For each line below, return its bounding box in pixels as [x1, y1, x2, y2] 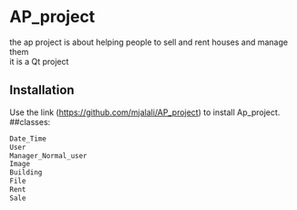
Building [9, 168, 43, 177]
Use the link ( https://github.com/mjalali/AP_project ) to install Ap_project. [9, 107, 281, 118]
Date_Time [9, 134, 47, 143]
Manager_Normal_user [9, 151, 88, 161]
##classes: [9, 116, 51, 127]
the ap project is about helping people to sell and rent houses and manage [9, 37, 289, 47]
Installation [9, 82, 75, 98]
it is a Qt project [9, 56, 69, 67]
